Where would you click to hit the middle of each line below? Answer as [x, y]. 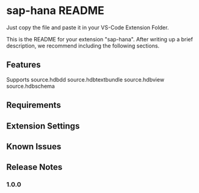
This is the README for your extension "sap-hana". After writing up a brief [100, 39]
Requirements [34, 105]
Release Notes [34, 167]
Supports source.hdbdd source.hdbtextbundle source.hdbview [85, 79]
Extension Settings [43, 126]
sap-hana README [56, 11]
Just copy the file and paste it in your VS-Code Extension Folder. [88, 27]
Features [24, 65]
